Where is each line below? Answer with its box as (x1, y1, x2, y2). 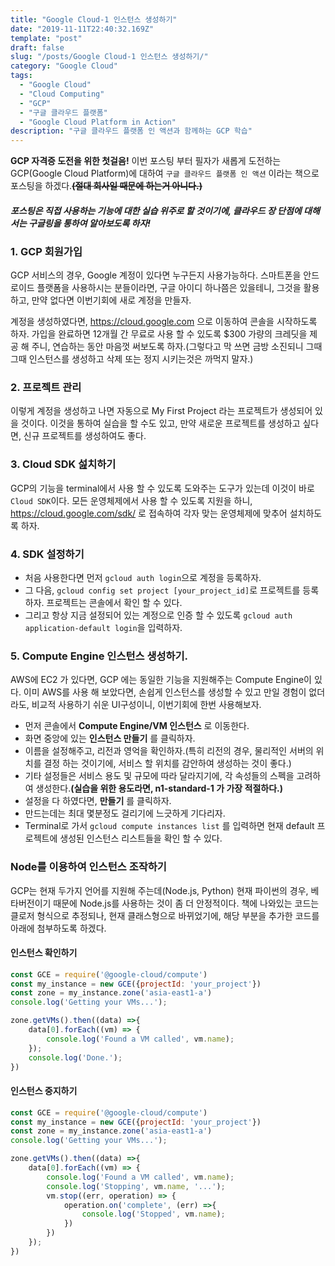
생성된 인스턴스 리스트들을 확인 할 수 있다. (59, 832, 223, 845)
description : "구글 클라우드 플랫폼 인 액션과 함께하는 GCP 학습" (10, 126, 253, 136)
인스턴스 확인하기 (10, 947, 78, 959)
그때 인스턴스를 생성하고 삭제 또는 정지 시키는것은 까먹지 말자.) (10, 353, 254, 365)
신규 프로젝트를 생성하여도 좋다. (23, 430, 147, 442)
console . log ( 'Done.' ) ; (28, 1052, 123, 1063)
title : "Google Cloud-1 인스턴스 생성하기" (10, 14, 178, 25)
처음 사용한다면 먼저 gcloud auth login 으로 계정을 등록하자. (24, 571, 262, 583)
